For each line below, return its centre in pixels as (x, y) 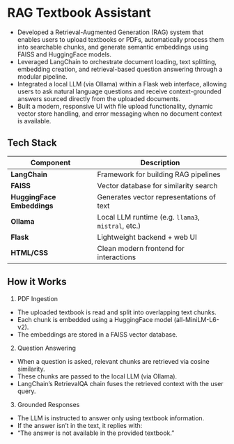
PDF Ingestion (37, 298)
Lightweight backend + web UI (147, 237)
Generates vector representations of (156, 197)
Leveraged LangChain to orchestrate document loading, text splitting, (117, 61)
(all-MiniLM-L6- (196, 319)
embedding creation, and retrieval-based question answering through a (120, 69)
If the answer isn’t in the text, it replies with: (80, 425)
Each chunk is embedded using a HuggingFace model (95, 319)
